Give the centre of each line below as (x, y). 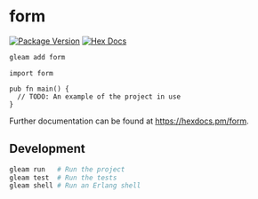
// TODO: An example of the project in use (99, 96)
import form (31, 73)
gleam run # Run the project (67, 169)
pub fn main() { (39, 89)
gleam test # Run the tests (63, 178)
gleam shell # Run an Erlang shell (75, 186)
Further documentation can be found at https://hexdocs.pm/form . (129, 121)
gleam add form (37, 57)
